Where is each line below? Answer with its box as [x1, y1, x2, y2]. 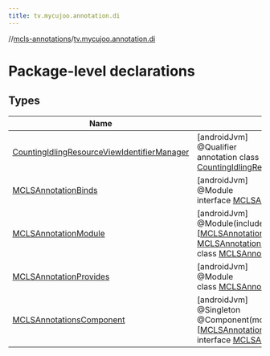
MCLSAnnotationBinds [12, 184, 98, 195]
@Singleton [196, 304, 241, 315]
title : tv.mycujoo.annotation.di [8, 11, 121, 20]
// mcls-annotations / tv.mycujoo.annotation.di [8, 34, 156, 43]
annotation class [196, 151, 260, 162]
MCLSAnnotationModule [12, 227, 105, 239]
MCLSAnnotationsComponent [12, 314, 126, 325]
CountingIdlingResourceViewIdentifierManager [12, 146, 190, 158]
